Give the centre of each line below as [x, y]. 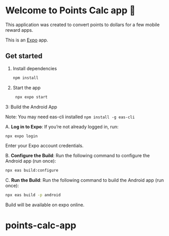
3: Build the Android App [31, 106]
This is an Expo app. [27, 40]
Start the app [27, 88]
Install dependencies [35, 68]
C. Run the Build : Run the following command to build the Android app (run [85, 180]
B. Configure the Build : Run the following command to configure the [78, 156]
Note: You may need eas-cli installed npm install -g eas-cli [70, 117]
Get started [24, 56]
